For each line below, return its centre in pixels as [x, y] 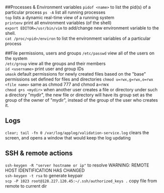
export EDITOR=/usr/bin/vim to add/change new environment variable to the [82, 28]
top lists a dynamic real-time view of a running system [60, 17]
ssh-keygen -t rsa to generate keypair [44, 175]
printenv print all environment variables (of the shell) [58, 23]
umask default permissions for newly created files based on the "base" [75, 74]
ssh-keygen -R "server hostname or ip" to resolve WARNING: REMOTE [77, 165]
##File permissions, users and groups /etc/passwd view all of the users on [80, 53]
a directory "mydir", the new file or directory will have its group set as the [79, 95]
